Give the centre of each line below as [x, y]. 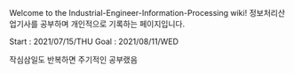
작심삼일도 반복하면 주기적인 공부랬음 [73, 59]
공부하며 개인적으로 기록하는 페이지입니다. [112, 24]
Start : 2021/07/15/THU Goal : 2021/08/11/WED [94, 41]
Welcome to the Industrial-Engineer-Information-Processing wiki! [128, 13]
